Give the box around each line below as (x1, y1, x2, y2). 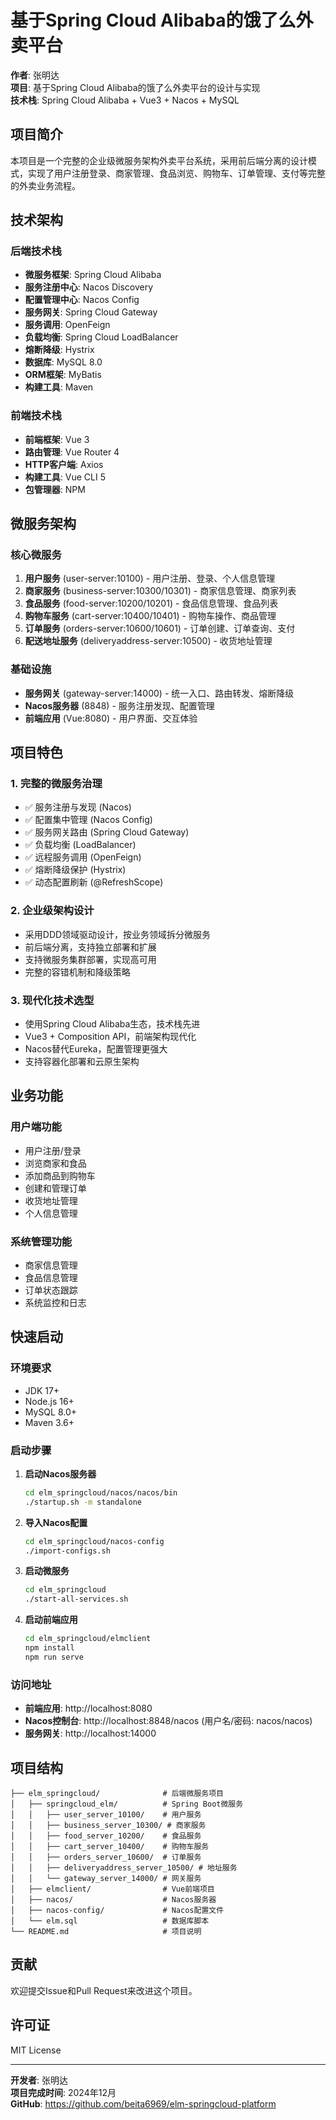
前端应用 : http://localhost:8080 (24, 1702, 153, 1715)
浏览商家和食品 (24, 1157, 87, 1169)
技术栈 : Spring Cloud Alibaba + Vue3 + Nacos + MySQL (10, 94, 240, 106)
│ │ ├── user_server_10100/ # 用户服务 (10, 1809, 202, 1820)
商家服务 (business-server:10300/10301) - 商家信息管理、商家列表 (24, 585, 297, 597)
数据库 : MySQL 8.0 (24, 356, 103, 368)
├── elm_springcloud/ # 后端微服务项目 (10, 1788, 224, 1798)
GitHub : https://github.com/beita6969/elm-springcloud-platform (10, 2097, 277, 2110)
